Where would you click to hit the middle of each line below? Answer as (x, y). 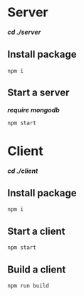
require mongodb (34, 110)
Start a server (38, 93)
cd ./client (23, 171)
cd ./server (24, 32)
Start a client (36, 231)
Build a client (37, 269)
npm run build (28, 285)
